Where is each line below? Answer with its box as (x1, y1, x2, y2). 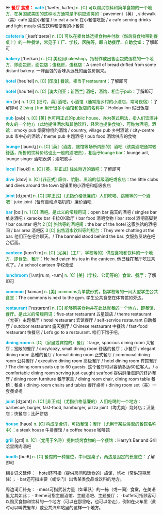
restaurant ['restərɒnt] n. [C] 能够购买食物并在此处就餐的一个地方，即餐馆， (5, 305, 158, 311)
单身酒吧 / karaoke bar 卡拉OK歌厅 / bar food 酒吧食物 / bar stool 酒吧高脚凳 (5, 216, 158, 221)
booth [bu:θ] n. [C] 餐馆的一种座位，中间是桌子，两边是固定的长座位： (5, 454, 147, 459)
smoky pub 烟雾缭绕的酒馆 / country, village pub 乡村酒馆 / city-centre (14, 127, 155, 133)
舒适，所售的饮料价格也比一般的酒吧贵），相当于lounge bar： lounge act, (5, 150, 149, 155)
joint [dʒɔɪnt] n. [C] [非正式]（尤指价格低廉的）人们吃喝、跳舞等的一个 (5, 193, 147, 199)
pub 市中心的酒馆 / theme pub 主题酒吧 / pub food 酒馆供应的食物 (5, 133, 137, 139)
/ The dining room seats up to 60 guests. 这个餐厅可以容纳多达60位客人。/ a (5, 364, 158, 369)
